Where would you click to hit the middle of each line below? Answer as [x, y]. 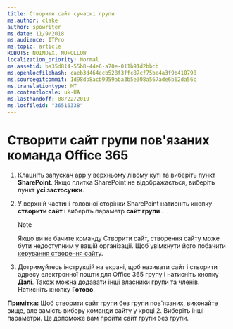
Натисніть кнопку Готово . [56, 289]
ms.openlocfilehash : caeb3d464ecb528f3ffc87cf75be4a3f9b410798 [102, 73]
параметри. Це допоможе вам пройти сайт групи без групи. [98, 318]
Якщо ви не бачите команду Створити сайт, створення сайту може [119, 238]
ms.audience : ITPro [36, 40]
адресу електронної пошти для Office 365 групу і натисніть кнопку [118, 274]
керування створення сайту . [60, 253]
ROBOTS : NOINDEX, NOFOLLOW [47, 54]
